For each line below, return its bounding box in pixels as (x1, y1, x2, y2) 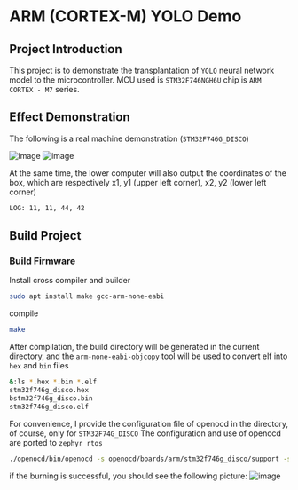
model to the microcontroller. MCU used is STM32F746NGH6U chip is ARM (9, 75, 262, 85)
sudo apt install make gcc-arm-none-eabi (9, 292, 165, 301)
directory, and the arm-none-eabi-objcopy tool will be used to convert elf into (9, 351, 288, 361)
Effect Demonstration (9, 109, 130, 125)
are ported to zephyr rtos (9, 437, 104, 447)
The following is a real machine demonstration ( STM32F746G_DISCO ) (9, 133, 250, 144)
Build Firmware (9, 255, 76, 267)
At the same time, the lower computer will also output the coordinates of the (9, 167, 286, 178)
